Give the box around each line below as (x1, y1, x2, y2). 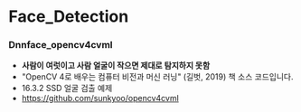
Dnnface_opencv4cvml (8, 39, 114, 51)
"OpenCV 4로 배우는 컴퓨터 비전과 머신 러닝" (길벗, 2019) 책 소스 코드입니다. (21, 71, 294, 82)
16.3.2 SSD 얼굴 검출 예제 (21, 83, 113, 94)
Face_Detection (8, 6, 129, 27)
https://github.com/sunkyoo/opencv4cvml (21, 93, 180, 104)
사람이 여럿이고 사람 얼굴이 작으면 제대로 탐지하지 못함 (21, 61, 211, 71)
